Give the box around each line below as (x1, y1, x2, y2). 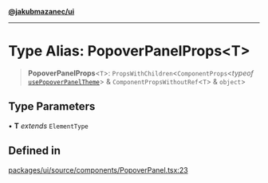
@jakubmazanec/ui (8, 7, 75, 16)
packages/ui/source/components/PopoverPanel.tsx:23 (8, 165, 189, 174)
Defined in (8, 144, 61, 158)
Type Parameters (8, 99, 96, 114)
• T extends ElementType (8, 121, 89, 130)
